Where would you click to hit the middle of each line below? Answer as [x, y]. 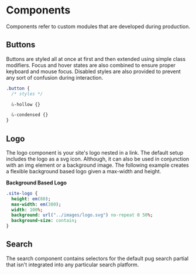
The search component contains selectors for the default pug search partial [97, 258]
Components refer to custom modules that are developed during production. [98, 26]
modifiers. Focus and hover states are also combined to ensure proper [91, 65]
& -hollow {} [26, 104]
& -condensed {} [30, 115]
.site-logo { [22, 193]
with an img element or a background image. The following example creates [97, 165]
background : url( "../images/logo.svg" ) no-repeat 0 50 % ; [82, 215]
